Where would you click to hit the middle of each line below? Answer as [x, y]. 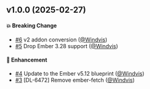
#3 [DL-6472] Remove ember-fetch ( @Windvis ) [75, 80]
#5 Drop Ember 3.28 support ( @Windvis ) [66, 46]
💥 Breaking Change [32, 25]
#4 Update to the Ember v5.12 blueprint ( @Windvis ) [80, 73]
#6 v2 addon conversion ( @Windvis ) [61, 40]
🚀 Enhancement [27, 60]
